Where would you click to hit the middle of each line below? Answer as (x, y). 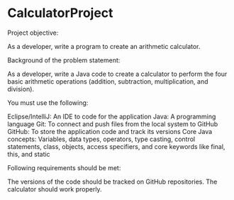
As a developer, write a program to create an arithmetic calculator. (104, 46)
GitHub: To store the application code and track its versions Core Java (110, 131)
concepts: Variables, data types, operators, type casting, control (101, 139)
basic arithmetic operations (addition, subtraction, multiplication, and (108, 81)
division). (21, 89)
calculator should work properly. (55, 189)
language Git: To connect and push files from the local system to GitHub (113, 124)
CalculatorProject (60, 13)
